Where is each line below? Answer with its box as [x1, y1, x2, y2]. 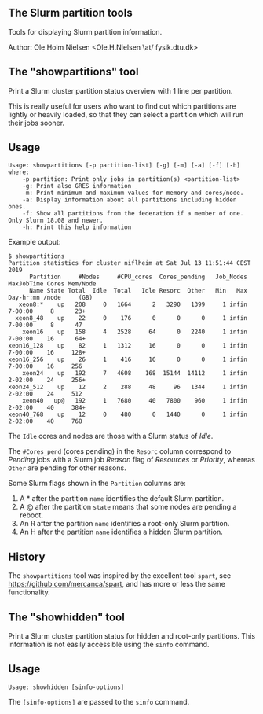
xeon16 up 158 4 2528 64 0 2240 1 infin [22, 328, 247, 337]
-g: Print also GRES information [22, 182, 132, 190]
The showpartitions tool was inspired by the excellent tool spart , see [8, 571, 232, 580]
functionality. [8, 587, 51, 597]
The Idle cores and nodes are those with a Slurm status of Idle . [8, 432, 214, 441]
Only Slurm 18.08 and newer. [8, 216, 104, 225]
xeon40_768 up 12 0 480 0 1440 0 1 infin [8, 410, 247, 419]
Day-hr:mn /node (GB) [8, 294, 93, 302]
